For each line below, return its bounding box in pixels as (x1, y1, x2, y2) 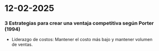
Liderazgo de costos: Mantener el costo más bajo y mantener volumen (11, 37, 153, 42)
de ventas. (11, 41, 33, 48)
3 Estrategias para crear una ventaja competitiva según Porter (4, 20, 154, 27)
